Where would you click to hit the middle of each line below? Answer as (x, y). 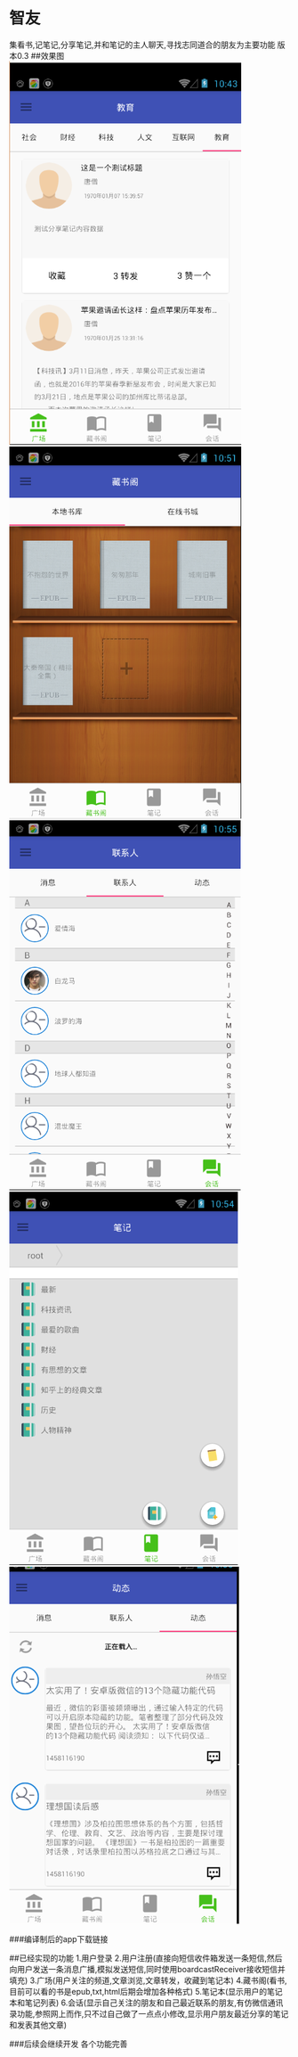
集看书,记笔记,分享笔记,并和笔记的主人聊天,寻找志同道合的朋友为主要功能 (142, 45)
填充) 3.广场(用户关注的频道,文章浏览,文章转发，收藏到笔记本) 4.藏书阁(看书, (148, 1980)
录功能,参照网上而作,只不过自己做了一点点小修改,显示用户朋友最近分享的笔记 (149, 2013)
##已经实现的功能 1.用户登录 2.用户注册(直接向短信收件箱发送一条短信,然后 (146, 1958)
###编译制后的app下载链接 (59, 1938)
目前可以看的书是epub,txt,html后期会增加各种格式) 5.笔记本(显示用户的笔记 (146, 1991)
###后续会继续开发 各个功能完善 (68, 2044)
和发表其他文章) (38, 2025)
